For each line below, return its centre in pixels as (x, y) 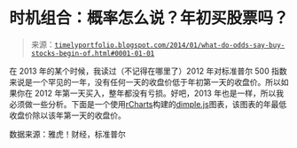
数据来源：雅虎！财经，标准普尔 (67, 134)
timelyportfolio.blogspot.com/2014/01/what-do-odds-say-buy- (170, 45)
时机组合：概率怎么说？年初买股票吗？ (149, 18)
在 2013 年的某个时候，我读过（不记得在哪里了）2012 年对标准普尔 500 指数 (148, 71)
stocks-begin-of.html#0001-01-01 (93, 53)
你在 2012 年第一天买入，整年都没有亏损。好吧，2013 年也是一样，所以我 (150, 93)
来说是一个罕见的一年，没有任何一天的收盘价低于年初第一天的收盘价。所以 (145, 82)
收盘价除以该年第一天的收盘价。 (67, 115)
